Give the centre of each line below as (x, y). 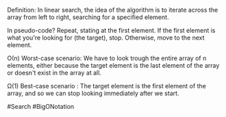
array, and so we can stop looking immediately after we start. (93, 93)
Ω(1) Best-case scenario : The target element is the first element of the (107, 86)
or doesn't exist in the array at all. (54, 73)
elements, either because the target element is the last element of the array (113, 65)
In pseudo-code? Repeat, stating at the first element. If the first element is (111, 30)
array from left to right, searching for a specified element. (88, 17)
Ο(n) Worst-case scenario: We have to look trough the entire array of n (107, 58)
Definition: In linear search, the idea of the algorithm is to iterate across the (113, 10)
